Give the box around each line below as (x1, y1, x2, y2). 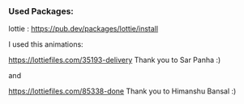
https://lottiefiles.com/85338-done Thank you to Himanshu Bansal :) (8, 86, 237, 96)
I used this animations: (8, 40, 83, 49)
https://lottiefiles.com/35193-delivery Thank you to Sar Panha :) (8, 55, 221, 65)
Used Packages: (8, 6, 75, 17)
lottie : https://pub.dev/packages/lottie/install (8, 24, 159, 34)
